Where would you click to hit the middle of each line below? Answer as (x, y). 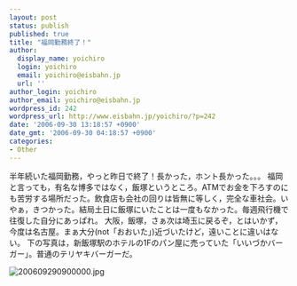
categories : (31, 141)
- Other (23, 149)
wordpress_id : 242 (43, 108)
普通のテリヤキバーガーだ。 (86, 253)
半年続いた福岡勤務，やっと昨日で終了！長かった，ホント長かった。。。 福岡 (146, 176)
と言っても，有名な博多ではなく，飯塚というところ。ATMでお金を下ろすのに (149, 187)
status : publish (39, 26)
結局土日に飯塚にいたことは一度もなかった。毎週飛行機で (184, 209)
